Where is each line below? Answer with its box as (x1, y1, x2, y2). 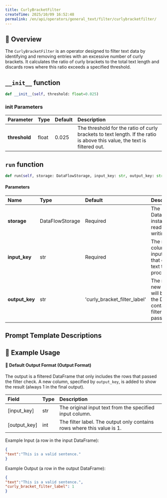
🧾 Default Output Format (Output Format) (5, 362, 92, 368)
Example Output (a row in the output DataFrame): (5, 465, 106, 471)
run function (5, 160, 44, 169)
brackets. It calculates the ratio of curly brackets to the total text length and (5, 59, 160, 65)
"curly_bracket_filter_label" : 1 (5, 484, 75, 489)
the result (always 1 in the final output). (5, 384, 84, 390)
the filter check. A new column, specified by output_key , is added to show (5, 379, 157, 385)
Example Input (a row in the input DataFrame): (5, 437, 99, 443)
